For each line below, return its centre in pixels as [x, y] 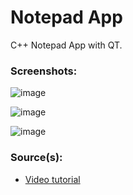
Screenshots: [44, 71]
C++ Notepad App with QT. [66, 45]
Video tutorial [52, 179]
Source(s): [36, 158]
